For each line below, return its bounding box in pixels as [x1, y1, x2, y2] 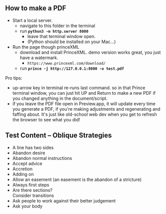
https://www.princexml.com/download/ [27, 61, 106, 66]
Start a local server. [12, 17, 53, 23]
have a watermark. [19, 55, 58, 61]
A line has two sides [12, 144, 54, 150]
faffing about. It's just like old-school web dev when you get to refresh [12, 111, 157, 117]
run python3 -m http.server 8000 [19, 28, 89, 34]
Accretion [12, 165, 33, 172]
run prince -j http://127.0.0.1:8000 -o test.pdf [19, 65, 125, 71]
